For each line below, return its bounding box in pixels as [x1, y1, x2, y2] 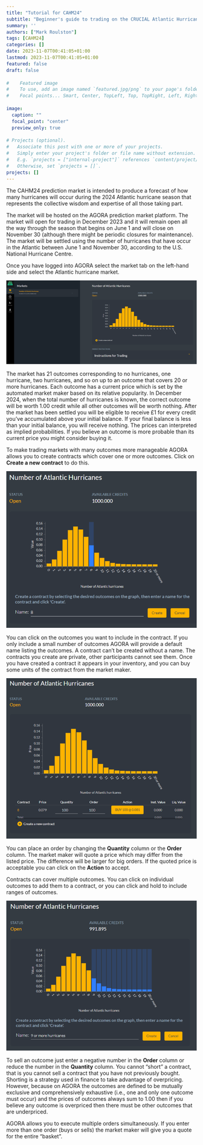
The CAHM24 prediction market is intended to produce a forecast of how [6, 186, 188, 194]
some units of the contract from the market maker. [6, 666, 132, 673]
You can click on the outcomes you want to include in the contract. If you [6, 633, 188, 641]
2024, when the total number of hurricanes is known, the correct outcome [6, 395, 191, 403]
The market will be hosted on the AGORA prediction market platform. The [6, 211, 188, 219]
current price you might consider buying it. [6, 434, 113, 441]
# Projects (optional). [6, 137, 66, 144]
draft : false [6, 67, 39, 73]
